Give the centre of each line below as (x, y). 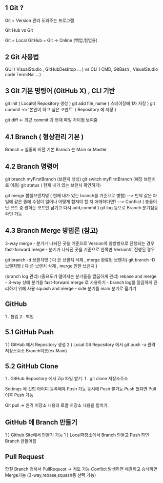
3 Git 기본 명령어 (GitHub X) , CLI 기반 (60, 91)
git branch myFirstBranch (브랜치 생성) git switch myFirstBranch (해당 (74, 179)
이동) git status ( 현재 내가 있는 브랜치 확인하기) (55, 185)
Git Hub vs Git (19, 30)
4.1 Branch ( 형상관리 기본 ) (44, 137)
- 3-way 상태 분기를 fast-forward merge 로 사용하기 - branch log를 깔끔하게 (79, 282)
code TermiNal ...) (23, 74)
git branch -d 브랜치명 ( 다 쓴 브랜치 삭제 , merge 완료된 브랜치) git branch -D (80, 260)
